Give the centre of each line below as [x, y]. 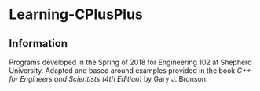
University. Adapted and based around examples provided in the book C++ [130, 71]
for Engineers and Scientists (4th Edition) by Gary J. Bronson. [108, 79]
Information [38, 44]
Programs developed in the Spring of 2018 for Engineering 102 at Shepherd [130, 62]
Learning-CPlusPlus [76, 15]
